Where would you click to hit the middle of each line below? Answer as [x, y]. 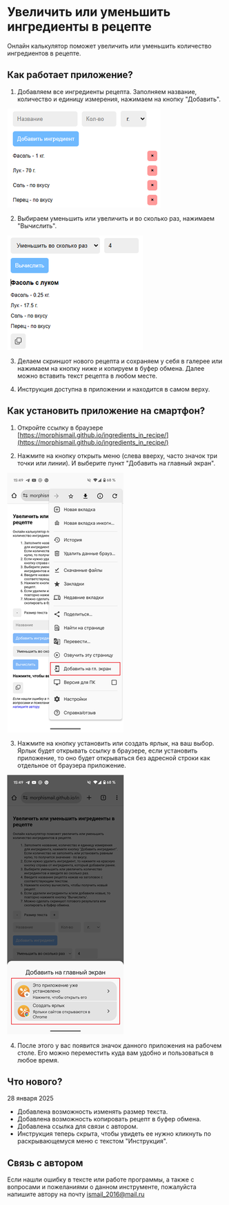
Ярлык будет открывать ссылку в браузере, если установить [107, 751]
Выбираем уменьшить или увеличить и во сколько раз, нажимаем [116, 218]
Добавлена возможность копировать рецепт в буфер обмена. [109, 1119]
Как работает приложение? [70, 75]
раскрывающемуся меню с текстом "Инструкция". [92, 1141]
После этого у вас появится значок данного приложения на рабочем [119, 1045]
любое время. [38, 1060]
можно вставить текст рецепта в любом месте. [87, 376]
